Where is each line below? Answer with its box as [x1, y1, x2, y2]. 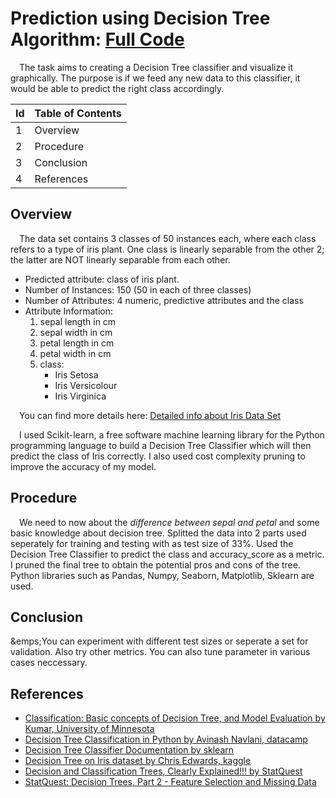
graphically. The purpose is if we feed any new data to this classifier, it [10, 72, 301, 84]
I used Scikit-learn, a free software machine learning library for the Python [19, 428, 325, 441]
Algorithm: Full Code [10, 28, 185, 51]
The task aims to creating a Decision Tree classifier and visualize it [19, 61, 294, 73]
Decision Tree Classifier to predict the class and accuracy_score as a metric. [10, 548, 325, 560]
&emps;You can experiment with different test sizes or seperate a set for [10, 635, 309, 647]
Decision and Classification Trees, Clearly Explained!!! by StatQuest [24, 765, 303, 777]
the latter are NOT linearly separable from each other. [10, 253, 231, 266]
